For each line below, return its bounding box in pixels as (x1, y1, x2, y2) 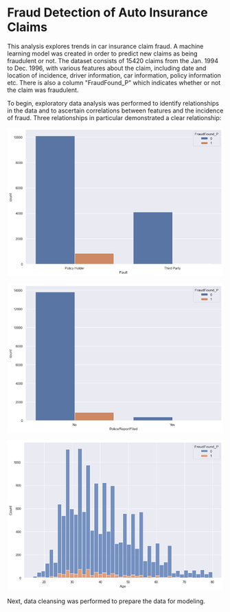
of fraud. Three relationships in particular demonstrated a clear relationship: (7, 113, 222, 121)
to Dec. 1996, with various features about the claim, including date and (7, 64, 207, 72)
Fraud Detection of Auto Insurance (7, 5, 208, 21)
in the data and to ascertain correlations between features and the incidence (7, 106, 224, 115)
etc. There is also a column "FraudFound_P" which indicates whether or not (7, 78, 221, 86)
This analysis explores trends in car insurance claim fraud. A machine (7, 42, 204, 50)
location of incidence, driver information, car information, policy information (7, 71, 222, 80)
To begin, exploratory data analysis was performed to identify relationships (7, 99, 220, 107)
